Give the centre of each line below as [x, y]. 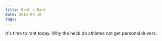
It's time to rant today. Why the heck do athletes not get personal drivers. [81, 33]
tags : [11, 19]
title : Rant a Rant [26, 10]
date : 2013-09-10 [23, 14]
